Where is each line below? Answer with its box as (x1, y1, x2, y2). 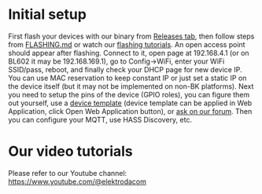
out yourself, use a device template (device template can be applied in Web (8, 98, 253, 108)
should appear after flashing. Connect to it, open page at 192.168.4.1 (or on (8, 48, 249, 57)
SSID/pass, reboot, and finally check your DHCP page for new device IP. (8, 64, 242, 74)
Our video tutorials (8, 143, 134, 160)
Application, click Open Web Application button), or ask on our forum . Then (8, 106, 253, 115)
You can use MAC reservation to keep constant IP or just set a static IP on (8, 73, 247, 82)
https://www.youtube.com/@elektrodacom (8, 177, 147, 186)
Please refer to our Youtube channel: (8, 168, 127, 178)
